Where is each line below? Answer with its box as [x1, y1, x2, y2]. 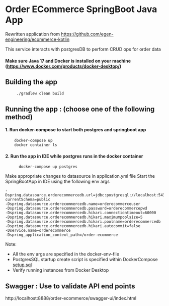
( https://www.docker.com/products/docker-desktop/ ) [5, 63, 122, 69]
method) [5, 113, 33, 121]
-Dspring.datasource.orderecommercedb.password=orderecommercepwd [5, 206, 147, 211]
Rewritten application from [5, 31, 60, 37]
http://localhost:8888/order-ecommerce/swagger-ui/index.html [5, 295, 137, 301]
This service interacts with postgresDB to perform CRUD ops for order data [5, 46, 161, 52]
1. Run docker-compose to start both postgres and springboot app [5, 127, 146, 133]
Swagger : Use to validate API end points [5, 282, 135, 290]
